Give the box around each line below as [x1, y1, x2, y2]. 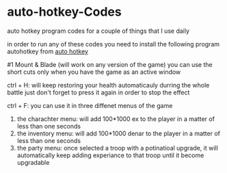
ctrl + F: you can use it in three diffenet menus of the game [7, 101, 173, 109]
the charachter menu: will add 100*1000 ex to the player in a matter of [16, 114, 215, 123]
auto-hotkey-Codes [7, 4, 122, 20]
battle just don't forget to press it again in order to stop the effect [7, 88, 190, 96]
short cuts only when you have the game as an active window [7, 68, 181, 76]
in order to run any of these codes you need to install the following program [7, 40, 220, 48]
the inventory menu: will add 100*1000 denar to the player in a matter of [16, 129, 221, 137]
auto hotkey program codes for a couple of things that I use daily [7, 27, 190, 35]
